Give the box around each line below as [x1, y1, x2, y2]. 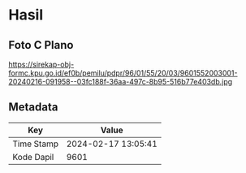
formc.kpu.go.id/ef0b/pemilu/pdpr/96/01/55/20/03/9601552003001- [8, 68, 238, 78]
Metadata [8, 100, 58, 115]
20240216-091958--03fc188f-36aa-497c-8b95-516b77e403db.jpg [8, 77, 233, 86]
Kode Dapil [12, 151, 54, 162]
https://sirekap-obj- [8, 59, 75, 69]
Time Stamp [12, 138, 59, 149]
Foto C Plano [8, 38, 74, 52]
